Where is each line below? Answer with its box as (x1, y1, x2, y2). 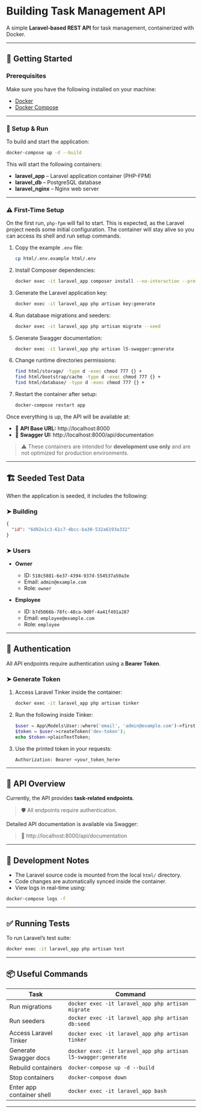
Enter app (9, 1083, 37, 1091)
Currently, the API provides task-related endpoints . (6, 795, 134, 802)
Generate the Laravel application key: (14, 289, 108, 296)
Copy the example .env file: (14, 244, 83, 251)
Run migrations (9, 1002, 52, 1011)
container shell (9, 1090, 51, 1099)
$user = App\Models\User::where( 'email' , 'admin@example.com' (14, 722, 174, 729)
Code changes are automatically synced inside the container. (14, 878, 167, 885)
